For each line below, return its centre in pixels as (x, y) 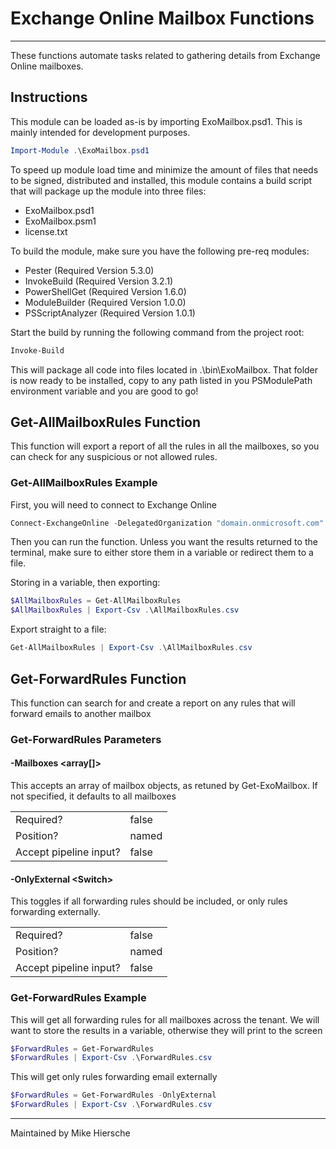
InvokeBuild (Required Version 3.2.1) (99, 281)
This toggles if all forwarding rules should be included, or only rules (149, 901)
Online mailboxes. (47, 66)
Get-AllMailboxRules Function (106, 422)
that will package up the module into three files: (108, 191)
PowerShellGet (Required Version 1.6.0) (105, 291)
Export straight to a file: (58, 629)
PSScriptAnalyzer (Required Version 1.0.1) (110, 313)
